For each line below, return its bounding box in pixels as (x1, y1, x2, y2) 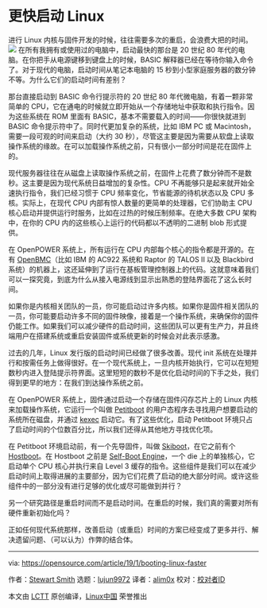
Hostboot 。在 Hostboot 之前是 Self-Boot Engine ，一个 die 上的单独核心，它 (8, 451, 256, 461)
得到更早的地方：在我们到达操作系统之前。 (8, 378, 148, 387)
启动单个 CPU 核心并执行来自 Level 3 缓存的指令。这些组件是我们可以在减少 (8, 461, 257, 471)
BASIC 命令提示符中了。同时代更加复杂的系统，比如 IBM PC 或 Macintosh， (8, 121, 256, 131)
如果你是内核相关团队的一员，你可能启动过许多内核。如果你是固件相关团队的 (8, 301, 259, 311)
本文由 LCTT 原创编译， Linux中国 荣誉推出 (8, 591, 148, 601)
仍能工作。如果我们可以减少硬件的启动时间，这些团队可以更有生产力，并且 (8, 321, 252, 331)
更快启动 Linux (8, 7, 105, 25)
